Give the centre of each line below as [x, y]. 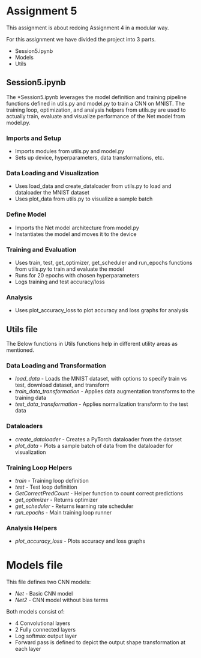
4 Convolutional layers [43, 623]
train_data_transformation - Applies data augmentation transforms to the [105, 391]
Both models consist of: [35, 612]
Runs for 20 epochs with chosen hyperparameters [77, 275]
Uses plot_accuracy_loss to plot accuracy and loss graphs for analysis [101, 310]
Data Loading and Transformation [56, 366]
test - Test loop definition [46, 487]
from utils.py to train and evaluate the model [69, 269]
